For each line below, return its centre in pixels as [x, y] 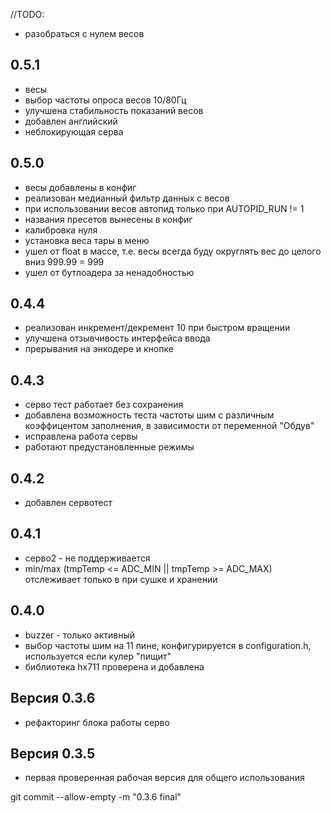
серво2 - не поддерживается [87, 558]
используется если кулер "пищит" [98, 656]
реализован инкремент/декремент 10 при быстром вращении [157, 328]
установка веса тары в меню [87, 240]
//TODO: [27, 14]
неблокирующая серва [74, 131]
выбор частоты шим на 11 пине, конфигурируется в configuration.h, [168, 645]
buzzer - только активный [80, 635]
